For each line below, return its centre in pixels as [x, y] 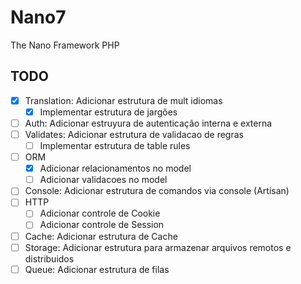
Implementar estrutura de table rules [115, 145]
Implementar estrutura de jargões [108, 112]
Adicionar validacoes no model [103, 180]
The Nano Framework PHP [65, 45]
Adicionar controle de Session [102, 225]
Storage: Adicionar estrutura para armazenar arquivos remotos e [158, 247]
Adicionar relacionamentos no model [115, 168]
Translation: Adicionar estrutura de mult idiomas [123, 100]
